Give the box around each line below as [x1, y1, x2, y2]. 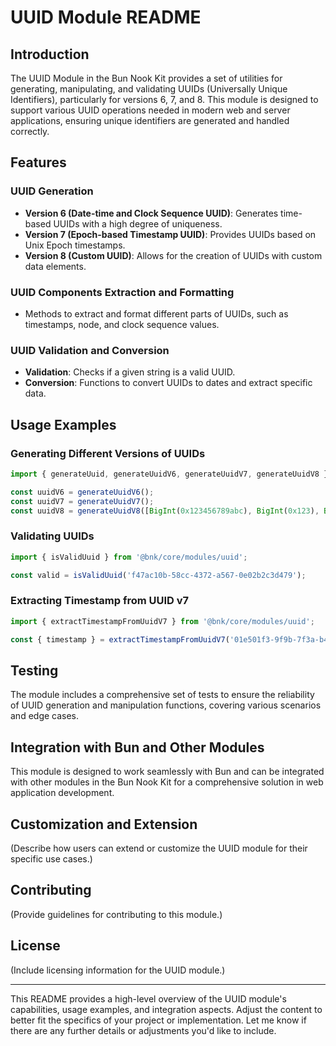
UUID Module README [10, 6, 202, 29]
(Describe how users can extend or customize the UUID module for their [10, 842, 308, 854]
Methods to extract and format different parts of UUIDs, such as [24, 307, 289, 320]
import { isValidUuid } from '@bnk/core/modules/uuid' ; [10, 552, 248, 562]
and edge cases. [10, 710, 80, 722]
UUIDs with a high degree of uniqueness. [53, 217, 223, 230]
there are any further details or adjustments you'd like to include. [10, 1024, 277, 1036]
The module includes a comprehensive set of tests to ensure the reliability [10, 689, 315, 701]
